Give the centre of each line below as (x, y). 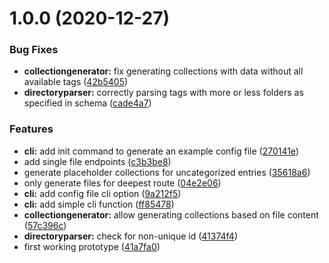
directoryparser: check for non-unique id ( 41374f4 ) (131, 236)
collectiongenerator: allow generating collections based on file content (171, 214)
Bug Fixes (34, 50)
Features (31, 129)
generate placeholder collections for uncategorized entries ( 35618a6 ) (167, 172)
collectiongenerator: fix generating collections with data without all (163, 71)
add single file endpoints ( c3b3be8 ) (97, 161)
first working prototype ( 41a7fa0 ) (92, 246)
